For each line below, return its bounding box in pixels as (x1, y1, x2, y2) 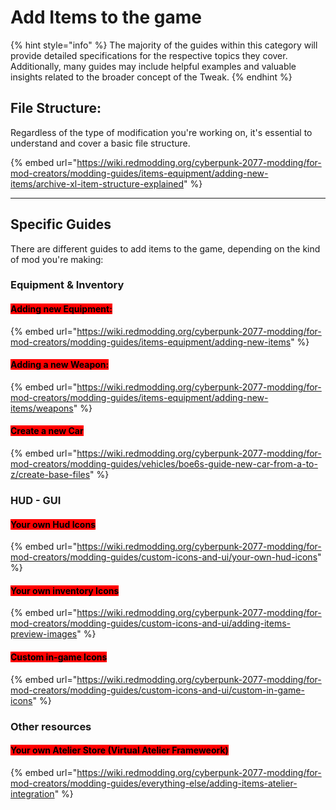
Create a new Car (10, 425, 84, 437)
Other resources (10, 719, 92, 733)
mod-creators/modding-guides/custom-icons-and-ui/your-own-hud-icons (10, 551, 318, 563)
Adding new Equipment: (10, 303, 113, 315)
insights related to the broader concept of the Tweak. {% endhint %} (10, 71, 293, 83)
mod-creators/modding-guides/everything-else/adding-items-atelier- (10, 777, 298, 789)
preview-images (10, 628, 78, 640)
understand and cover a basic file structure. (10, 137, 191, 149)
